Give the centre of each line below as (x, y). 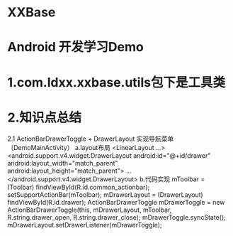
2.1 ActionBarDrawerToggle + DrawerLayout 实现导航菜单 (91, 139)
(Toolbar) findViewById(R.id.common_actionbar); (79, 187)
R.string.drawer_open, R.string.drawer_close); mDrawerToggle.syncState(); (117, 217)
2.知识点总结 (44, 117)
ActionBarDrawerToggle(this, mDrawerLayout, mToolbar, (90, 210)
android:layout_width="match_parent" (63, 163)
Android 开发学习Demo (75, 47)
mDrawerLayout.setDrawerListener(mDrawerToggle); (85, 225)
